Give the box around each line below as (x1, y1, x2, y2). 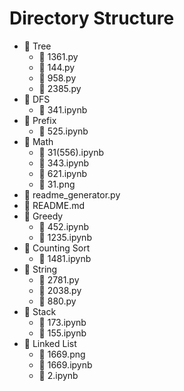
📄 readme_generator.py (23, 188, 121, 201)
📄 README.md (23, 199, 86, 211)
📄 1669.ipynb (38, 358, 93, 371)
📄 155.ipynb (38, 327, 87, 339)
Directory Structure (9, 7, 175, 30)
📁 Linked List (23, 337, 77, 349)
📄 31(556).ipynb (38, 146, 105, 158)
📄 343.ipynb (38, 157, 90, 169)
